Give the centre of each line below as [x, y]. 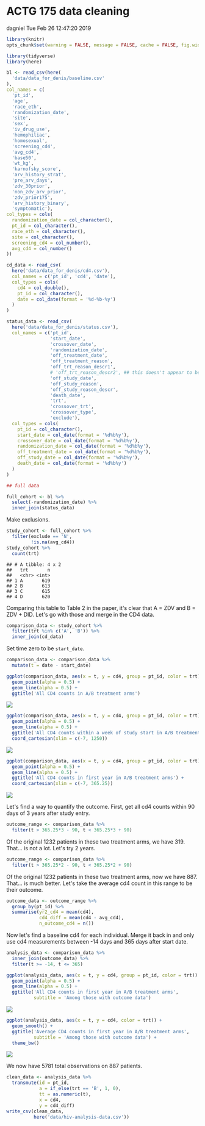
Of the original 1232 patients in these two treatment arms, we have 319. [96, 841]
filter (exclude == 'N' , [42, 537]
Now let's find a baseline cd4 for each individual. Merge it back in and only [100, 935]
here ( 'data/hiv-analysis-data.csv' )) [81, 1117]
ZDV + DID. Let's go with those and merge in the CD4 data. [80, 614]
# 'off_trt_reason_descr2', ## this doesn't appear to [121, 373]
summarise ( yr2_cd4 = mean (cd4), [53, 912]
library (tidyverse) [31, 56]
